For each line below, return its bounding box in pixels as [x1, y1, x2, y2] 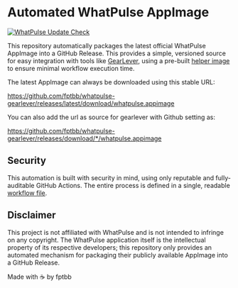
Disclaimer [7, 209, 56, 221]
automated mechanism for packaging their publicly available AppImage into [7, 250, 229, 259]
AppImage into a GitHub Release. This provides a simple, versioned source [7, 49, 226, 57]
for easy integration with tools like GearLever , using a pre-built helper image [7, 56, 230, 65]
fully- [215, 173, 231, 182]
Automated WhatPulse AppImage [7, 4, 210, 21]
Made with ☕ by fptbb [7, 272, 72, 281]
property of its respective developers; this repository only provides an [7, 243, 212, 252]
